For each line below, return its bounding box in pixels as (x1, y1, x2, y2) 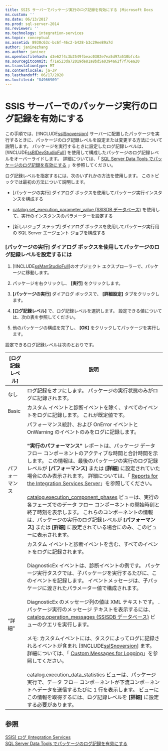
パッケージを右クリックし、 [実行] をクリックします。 (12, 280, 123, 286)
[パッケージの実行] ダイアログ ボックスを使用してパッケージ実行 (12, 189, 145, 196)
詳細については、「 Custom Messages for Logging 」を (27, 650, 153, 657)
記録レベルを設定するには (10, 251, 72, 258)
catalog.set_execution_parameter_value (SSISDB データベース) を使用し (12, 206, 160, 212)
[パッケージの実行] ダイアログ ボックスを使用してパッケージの (5, 243, 154, 250)
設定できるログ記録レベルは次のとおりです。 (5, 342, 97, 348)
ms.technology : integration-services (5, 31, 84, 36)
